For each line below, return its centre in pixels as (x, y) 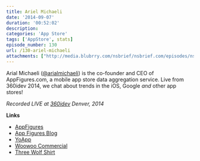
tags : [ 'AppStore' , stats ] (40, 39)
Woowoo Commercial (41, 145)
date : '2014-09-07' (30, 17)
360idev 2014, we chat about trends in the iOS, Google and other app (91, 86)
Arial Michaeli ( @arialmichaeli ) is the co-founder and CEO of (80, 73)
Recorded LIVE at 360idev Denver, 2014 (55, 103)
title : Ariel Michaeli (34, 12)
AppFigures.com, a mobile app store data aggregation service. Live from (95, 79)
